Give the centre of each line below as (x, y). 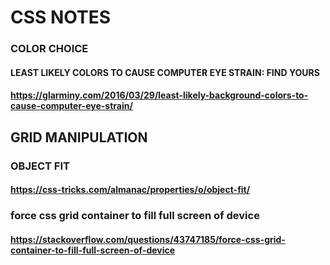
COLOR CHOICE (49, 49)
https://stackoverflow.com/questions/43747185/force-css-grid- (148, 239)
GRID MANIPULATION (79, 137)
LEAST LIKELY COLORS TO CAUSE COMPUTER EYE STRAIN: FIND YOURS (165, 72)
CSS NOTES (61, 17)
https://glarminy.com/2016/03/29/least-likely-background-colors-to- (159, 95)
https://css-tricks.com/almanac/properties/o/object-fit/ (130, 190)
